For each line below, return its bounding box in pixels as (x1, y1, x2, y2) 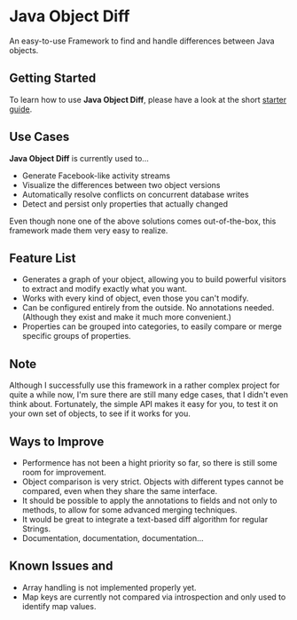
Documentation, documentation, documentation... (21, 533, 204, 543)
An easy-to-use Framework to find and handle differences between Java (9, 35, 275, 46)
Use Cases (9, 129, 70, 145)
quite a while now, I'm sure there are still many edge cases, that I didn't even (9, 389, 288, 400)
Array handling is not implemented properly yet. (21, 582, 197, 593)
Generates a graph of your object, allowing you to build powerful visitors (21, 274, 286, 285)
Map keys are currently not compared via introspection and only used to (21, 592, 286, 602)
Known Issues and (9, 559, 113, 574)
